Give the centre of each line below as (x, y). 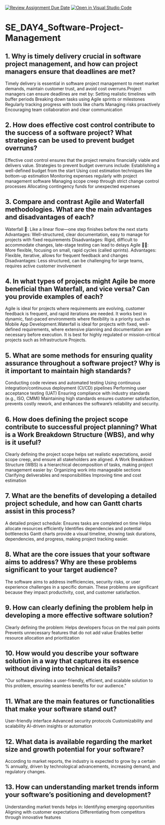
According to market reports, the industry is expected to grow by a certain (81, 761)
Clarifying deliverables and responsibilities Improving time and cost (73, 475)
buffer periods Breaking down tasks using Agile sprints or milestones (75, 99)
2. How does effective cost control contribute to (80, 125)
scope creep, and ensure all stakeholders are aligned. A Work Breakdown (80, 460)
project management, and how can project (71, 64)
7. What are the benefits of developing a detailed (81, 496)
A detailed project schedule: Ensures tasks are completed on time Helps (78, 523)
